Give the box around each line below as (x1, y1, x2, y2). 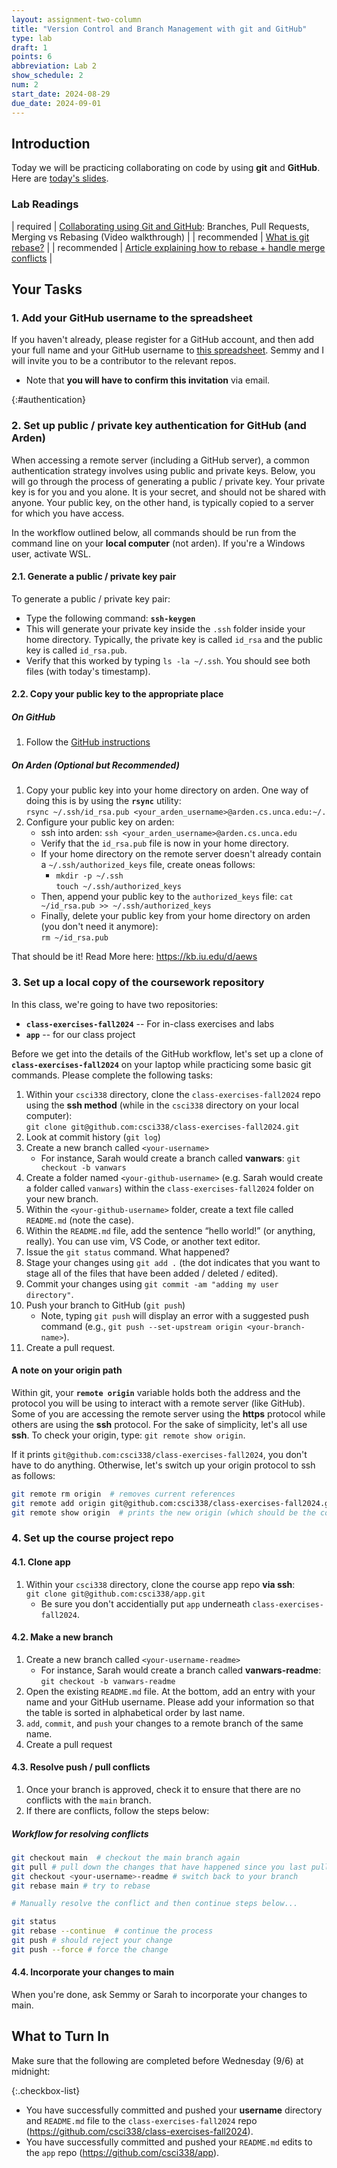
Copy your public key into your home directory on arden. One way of (25, 784, 309, 796)
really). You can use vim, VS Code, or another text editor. (25, 1235, 261, 1247)
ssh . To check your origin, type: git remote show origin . (11, 1429, 246, 1441)
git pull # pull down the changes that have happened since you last (11, 1862, 308, 1872)
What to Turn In (11, 2028, 110, 2045)
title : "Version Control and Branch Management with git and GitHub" (11, 24, 308, 34)
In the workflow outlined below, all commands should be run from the (11, 526, 297, 538)
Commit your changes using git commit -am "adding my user (25, 1277, 279, 1290)
